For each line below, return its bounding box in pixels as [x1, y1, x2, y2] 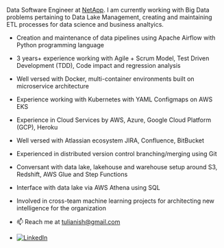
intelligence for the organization [16, 204, 107, 212]
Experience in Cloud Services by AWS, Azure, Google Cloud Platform [16, 116, 212, 124]
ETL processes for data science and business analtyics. [6, 21, 164, 28]
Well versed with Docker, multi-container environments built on [16, 75, 195, 83]
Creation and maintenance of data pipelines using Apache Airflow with [16, 34, 216, 42]
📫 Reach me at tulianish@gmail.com [16, 218, 121, 225]
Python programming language [16, 41, 104, 49]
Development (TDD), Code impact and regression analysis [16, 62, 181, 69]
